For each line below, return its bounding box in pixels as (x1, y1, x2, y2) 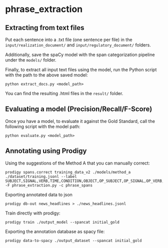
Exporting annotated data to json (5, 191, 72, 197)
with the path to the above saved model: (5, 72, 88, 78)
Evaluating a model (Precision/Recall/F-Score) (5, 105, 152, 113)
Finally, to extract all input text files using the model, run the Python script (5, 66, 157, 72)
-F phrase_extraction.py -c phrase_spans (5, 182, 93, 188)
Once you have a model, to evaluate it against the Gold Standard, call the (5, 118, 155, 124)
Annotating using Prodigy (5, 146, 87, 155)
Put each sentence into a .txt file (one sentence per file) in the (5, 36, 132, 42)
